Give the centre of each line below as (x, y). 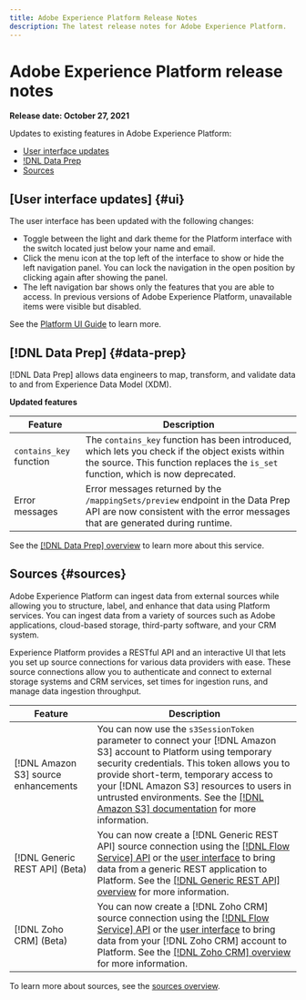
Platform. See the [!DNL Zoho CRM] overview (194, 952)
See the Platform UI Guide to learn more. (86, 324)
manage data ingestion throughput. (76, 691)
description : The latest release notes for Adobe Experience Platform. (148, 26)
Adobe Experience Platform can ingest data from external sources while (144, 596)
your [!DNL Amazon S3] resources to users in (194, 786)
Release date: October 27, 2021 (70, 116)
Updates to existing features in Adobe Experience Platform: (121, 134)
